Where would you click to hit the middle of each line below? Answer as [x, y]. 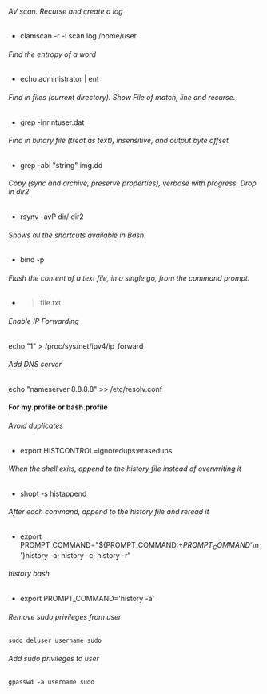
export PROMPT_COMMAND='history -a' [87, 599]
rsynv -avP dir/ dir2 [52, 217]
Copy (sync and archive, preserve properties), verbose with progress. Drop [133, 183]
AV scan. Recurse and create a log [66, 11]
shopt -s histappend [53, 493]
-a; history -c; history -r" [90, 555]
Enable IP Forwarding [44, 321]
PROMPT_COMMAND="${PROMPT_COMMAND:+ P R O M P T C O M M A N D [135, 546]
